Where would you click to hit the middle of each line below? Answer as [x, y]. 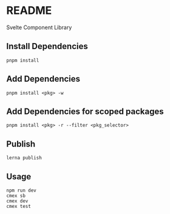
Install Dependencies [47, 46]
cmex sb [16, 196]
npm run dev [21, 190]
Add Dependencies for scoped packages [85, 111]
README [29, 11]
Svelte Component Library [39, 27]
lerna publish [24, 158]
